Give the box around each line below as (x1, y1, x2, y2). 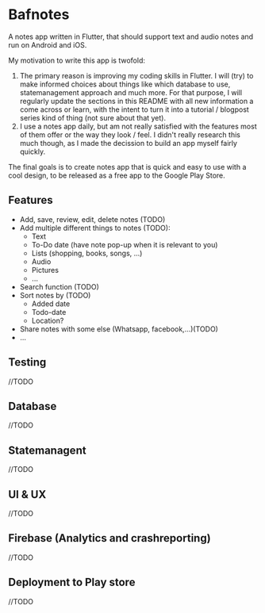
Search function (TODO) (19, 282, 99, 291)
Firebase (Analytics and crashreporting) (8, 531, 212, 545)
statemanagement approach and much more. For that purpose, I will (19, 87, 243, 97)
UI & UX (8, 488, 47, 501)
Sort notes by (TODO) (19, 290, 91, 300)
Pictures (31, 265, 60, 274)
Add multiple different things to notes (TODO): (19, 223, 171, 232)
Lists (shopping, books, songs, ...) (31, 248, 143, 258)
